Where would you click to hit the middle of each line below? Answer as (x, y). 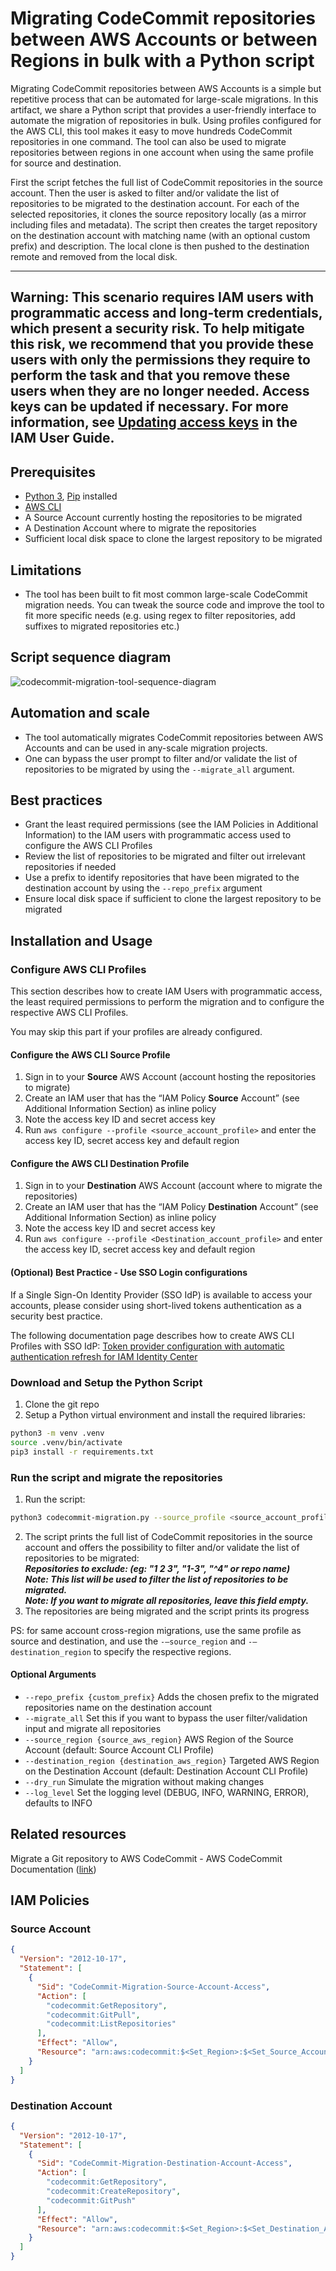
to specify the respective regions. (162, 1651)
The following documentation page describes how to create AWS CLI (152, 1335)
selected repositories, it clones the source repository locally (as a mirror (158, 214)
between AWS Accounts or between (164, 39)
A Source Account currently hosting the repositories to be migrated (163, 518)
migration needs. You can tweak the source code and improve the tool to (174, 604)
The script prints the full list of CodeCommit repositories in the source (168, 1536)
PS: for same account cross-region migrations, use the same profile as (156, 1630)
